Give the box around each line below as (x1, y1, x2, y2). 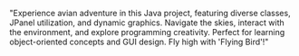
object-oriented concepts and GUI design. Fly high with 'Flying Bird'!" (9, 36, 269, 47)
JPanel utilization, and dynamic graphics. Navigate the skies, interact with (9, 17, 285, 28)
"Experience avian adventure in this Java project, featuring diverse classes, (9, 8, 292, 18)
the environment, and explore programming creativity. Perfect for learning (9, 27, 285, 37)
